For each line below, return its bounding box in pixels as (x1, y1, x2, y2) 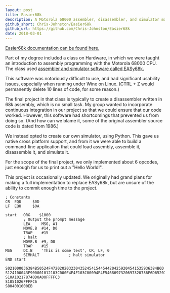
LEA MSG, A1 (23, 221, 58, 226)
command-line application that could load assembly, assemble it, (5, 144, 141, 150)
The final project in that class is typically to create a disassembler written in (5, 96, 162, 102)
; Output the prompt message (23, 217, 85, 222)
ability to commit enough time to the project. (5, 185, 98, 191)
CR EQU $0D (5, 199, 39, 204)
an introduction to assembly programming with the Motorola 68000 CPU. (5, 60, 157, 66)
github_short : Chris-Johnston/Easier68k (5, 21, 92, 27)
